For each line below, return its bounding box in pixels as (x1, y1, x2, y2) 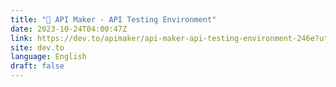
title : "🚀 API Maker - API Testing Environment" (10, 14, 217, 25)
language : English (10, 52, 87, 62)
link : (10, 33, 33, 43)
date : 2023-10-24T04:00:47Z (10, 24, 128, 34)
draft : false (10, 61, 65, 71)
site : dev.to (10, 42, 65, 53)
